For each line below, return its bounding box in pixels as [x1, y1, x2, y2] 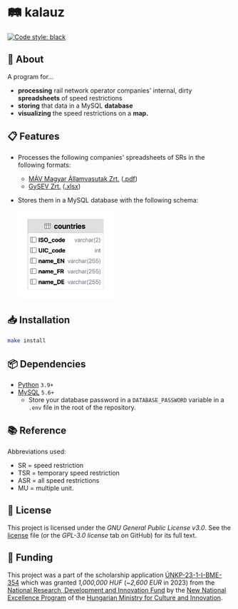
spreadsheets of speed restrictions [17, 93, 123, 102]
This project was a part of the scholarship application [7, 570, 164, 579]
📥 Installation [7, 314, 71, 326]
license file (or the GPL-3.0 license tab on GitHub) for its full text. [7, 531, 197, 539]
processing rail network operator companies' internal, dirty [17, 86, 192, 95]
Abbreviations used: [7, 447, 66, 456]
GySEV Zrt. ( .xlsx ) [28, 182, 81, 190]
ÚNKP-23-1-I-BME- [165, 570, 222, 579]
